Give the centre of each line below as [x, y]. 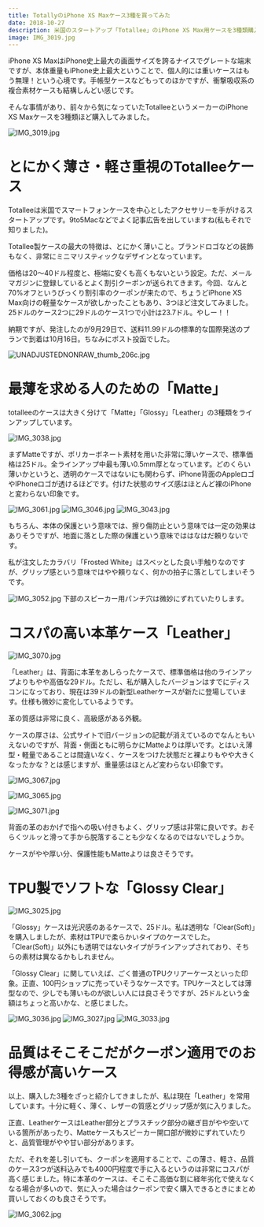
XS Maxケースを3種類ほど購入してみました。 [81, 117]
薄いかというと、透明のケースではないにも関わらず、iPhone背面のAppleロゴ [132, 474]
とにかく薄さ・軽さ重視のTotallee [117, 167]
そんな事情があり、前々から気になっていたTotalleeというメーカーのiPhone [128, 107]
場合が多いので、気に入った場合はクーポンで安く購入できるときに [128, 1188]
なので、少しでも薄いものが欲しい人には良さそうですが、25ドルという [129, 993]
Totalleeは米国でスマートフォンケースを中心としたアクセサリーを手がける [127, 210]
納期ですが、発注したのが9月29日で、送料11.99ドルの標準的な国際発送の [126, 329]
